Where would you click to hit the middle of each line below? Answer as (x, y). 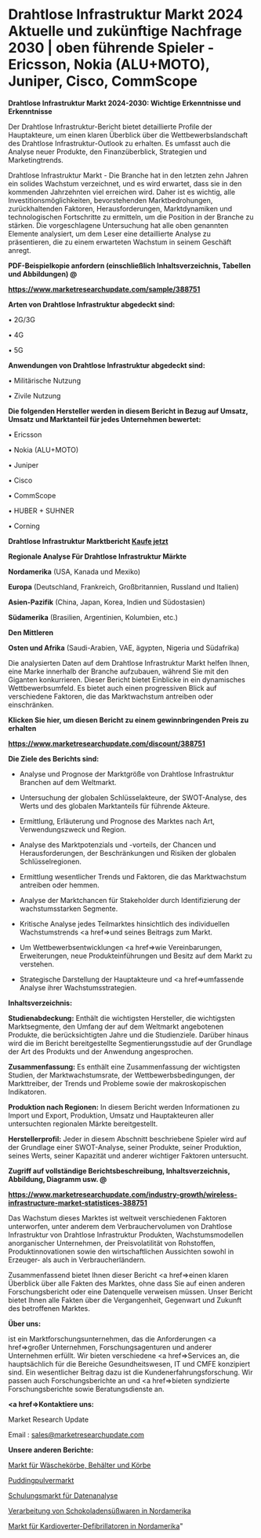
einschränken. (31, 704)
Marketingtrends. (36, 160)
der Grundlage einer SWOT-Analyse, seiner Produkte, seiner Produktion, (125, 1147)
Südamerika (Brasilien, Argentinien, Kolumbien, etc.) (93, 617)
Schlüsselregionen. (51, 861)
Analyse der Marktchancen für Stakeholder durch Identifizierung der (130, 900)
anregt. (20, 250)
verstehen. (37, 964)
